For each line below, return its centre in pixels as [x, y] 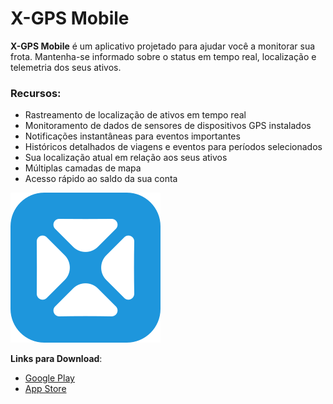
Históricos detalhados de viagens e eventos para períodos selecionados [173, 147]
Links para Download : [56, 359]
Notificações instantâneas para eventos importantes [132, 136]
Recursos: [36, 93]
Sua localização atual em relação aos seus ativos [126, 158]
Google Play [49, 378]
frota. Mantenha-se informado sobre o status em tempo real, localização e [163, 56]
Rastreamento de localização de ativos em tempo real [135, 115]
